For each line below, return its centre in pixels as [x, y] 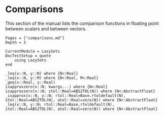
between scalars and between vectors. [46, 28]
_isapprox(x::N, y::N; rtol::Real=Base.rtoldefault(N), [65, 95]
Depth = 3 [16, 42]
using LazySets [30, 60]
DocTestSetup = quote [28, 56]
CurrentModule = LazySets [32, 51]
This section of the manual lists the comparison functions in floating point [82, 23]
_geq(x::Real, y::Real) [30, 82]
